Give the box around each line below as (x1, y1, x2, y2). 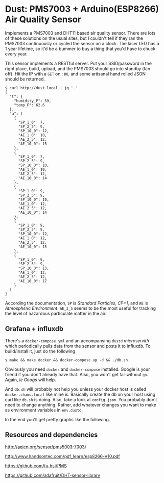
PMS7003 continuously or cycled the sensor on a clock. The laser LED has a (5, 40, 159, 46)
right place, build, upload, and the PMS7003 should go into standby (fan (5, 65, 151, 72)
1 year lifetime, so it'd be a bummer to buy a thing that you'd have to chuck (5, 46, 156, 51)
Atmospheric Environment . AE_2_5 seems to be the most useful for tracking (5, 305, 156, 311)
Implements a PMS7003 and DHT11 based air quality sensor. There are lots (5, 30, 156, 36)
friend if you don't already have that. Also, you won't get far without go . (5, 371, 148, 377)
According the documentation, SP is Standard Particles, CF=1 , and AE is (5, 300, 148, 306)
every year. (5, 51, 28, 57)
